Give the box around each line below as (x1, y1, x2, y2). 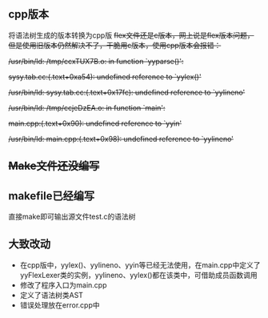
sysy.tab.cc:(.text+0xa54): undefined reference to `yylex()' (8, 71, 202, 82)
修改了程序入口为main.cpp (19, 280, 107, 290)
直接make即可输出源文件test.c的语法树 (8, 211, 136, 222)
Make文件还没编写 (8, 159, 100, 173)
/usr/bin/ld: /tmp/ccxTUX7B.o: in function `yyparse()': (8, 56, 184, 66)
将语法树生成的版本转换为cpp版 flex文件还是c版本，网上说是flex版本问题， (8, 30, 254, 40)
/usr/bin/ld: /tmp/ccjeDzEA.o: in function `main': (8, 103, 166, 112)
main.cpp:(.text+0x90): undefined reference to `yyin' (8, 119, 182, 128)
